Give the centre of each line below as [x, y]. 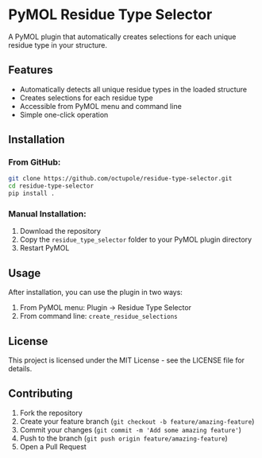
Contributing [40, 394]
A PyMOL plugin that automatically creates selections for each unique [122, 37]
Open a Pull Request [53, 446]
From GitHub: [35, 162]
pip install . [32, 194]
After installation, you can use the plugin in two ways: [95, 293]
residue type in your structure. [58, 45]
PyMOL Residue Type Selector [110, 15]
